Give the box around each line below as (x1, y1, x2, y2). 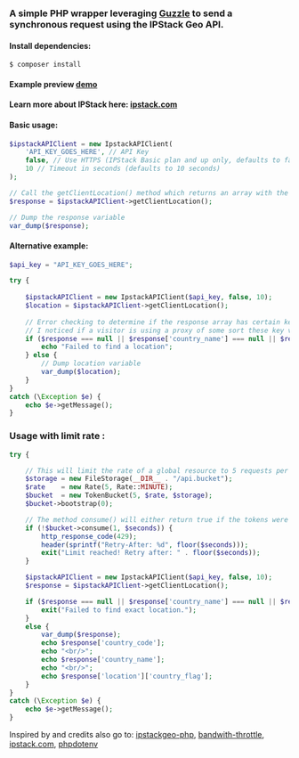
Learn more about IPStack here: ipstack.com (9, 99, 178, 110)
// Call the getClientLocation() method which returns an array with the (9, 188, 289, 198)
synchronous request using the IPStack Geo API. (9, 18, 224, 30)
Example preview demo (9, 78, 98, 89)
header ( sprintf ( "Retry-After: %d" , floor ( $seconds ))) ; (41, 540, 249, 550)
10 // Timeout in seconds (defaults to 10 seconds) (25, 164, 221, 174)
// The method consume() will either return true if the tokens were (25, 515, 289, 524)
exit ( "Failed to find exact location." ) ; (41, 605, 198, 615)
